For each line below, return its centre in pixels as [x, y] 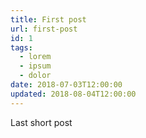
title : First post [48, 19]
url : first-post [44, 29]
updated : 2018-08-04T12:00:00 [73, 94]
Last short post [41, 122]
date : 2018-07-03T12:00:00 [66, 85]
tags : [21, 47]
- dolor [35, 76]
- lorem [35, 57]
